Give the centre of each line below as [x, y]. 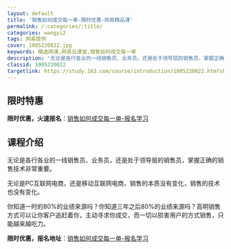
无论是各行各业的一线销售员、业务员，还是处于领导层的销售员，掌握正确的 [112, 160]
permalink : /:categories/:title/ [55, 26]
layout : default [30, 13]
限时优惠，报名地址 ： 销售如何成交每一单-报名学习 [78, 239]
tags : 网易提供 [27, 39]
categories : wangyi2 [37, 33]
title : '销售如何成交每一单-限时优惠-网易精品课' [70, 20]
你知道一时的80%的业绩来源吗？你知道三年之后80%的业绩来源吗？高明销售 [114, 206]
